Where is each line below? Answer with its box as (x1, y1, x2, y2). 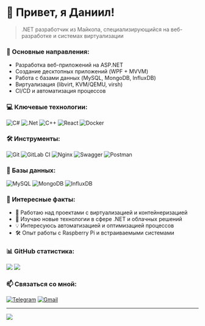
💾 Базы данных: (6, 166, 56, 175)
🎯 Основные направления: (6, 47, 90, 56)
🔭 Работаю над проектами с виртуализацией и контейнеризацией (15, 209, 188, 216)
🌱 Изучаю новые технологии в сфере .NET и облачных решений (15, 216, 182, 223)
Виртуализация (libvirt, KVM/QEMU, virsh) (15, 81, 123, 88)
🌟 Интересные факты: (6, 195, 76, 204)
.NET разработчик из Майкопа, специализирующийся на (21, 26, 170, 33)
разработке (21, 32, 52, 39)
